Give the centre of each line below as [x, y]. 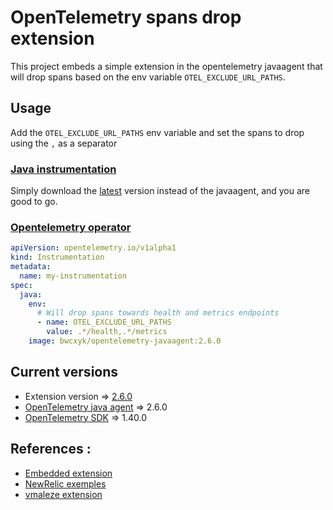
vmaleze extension [63, 494]
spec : [21, 285]
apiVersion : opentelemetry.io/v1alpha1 [93, 248]
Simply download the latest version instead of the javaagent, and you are [160, 191]
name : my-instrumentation [73, 276]
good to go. [34, 202]
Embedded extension [68, 473]
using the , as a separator [64, 143]
